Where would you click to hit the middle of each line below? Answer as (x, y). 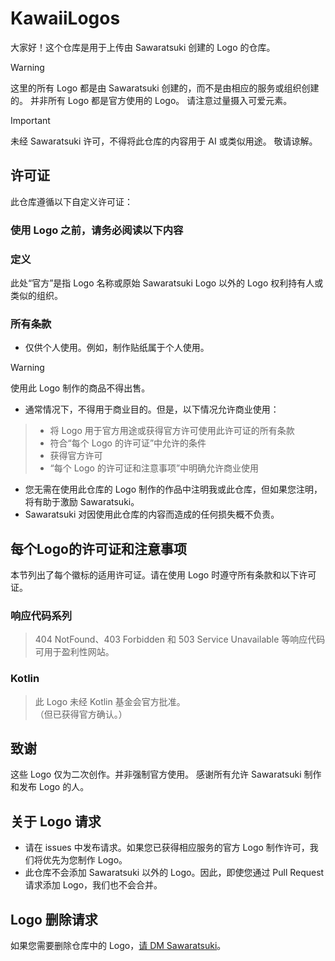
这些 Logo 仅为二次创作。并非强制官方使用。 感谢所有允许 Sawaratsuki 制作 (166, 774)
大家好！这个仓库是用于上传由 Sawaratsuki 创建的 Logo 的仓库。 (143, 47)
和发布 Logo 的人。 (50, 787)
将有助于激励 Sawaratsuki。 (82, 502)
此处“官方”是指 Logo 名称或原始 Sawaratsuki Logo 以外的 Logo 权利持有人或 (167, 283)
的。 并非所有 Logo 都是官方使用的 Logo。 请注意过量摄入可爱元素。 (151, 100)
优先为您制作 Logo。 (85, 860)
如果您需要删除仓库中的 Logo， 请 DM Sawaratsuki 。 (118, 946)
